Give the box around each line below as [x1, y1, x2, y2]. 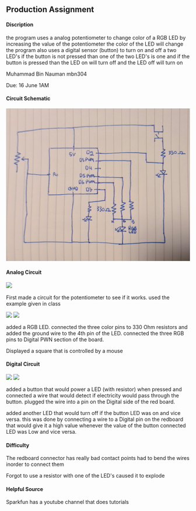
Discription [6, 20, 34, 28]
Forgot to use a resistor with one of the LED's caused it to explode [6, 472, 165, 479]
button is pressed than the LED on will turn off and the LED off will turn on [6, 59, 183, 66]
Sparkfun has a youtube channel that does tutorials [6, 499, 129, 506]
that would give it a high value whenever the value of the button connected [6, 422, 186, 429]
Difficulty [6, 441, 30, 448]
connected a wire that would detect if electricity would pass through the [6, 392, 179, 399]
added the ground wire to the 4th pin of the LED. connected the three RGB [6, 330, 184, 337]
